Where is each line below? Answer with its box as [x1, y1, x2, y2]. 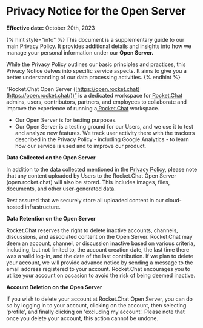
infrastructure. [25, 203, 61, 210]
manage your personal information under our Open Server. [6, 49, 154, 56]
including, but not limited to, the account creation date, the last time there [6, 246, 190, 253]
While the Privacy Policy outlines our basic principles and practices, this [6, 61, 186, 68]
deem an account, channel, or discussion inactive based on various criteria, [6, 239, 195, 247]
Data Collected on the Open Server [6, 153, 96, 161]
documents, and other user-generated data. [6, 185, 116, 192]
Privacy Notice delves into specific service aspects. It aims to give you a [6, 67, 187, 74]
